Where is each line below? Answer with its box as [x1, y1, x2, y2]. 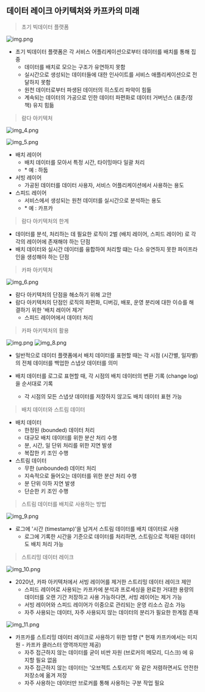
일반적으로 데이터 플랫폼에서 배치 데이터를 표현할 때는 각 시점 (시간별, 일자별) [15, 351, 198, 359]
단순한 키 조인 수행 [24, 487, 69, 494]
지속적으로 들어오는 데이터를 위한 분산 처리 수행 [24, 472, 137, 479]
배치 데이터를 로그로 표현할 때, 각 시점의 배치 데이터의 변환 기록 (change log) [15, 372, 198, 380]
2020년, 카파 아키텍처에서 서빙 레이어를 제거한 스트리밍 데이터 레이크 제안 [15, 578, 192, 585]
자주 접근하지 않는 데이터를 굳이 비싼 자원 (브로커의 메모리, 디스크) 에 [24, 649, 188, 656]
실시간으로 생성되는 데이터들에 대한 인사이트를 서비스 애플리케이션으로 [24, 71, 191, 78]
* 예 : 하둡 [24, 166, 49, 173]
